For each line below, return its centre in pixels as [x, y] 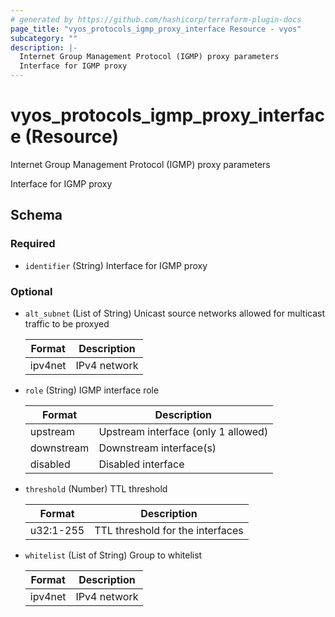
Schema [36, 215]
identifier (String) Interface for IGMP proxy [116, 265]
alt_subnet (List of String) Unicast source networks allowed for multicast [175, 313]
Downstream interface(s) [157, 448]
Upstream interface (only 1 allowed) [183, 431]
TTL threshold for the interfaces [169, 530]
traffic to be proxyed [67, 323]
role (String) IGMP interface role [92, 390]
